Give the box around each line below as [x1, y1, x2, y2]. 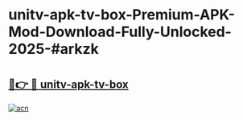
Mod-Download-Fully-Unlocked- [8, 23, 232, 41]
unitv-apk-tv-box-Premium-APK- [8, 6, 236, 24]
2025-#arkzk [8, 40, 99, 58]
